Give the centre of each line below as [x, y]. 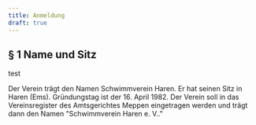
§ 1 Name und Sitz [52, 55]
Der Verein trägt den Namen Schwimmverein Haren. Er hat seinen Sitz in [125, 89]
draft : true [28, 23]
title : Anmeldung [37, 15]
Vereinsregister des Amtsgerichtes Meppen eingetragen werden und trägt [128, 105]
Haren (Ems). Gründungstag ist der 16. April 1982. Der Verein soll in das [124, 97]
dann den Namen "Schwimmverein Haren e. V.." [85, 114]
